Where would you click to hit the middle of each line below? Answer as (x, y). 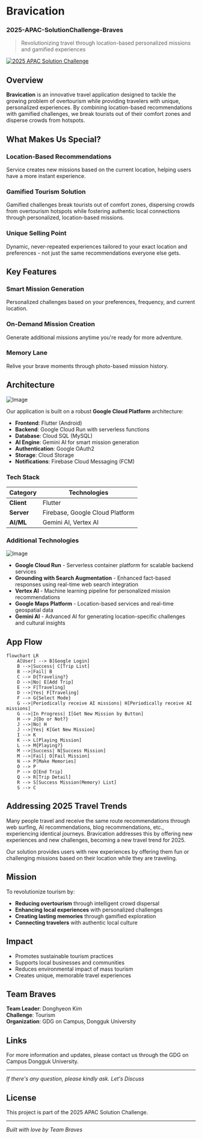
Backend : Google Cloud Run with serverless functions (82, 429)
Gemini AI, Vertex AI (71, 522)
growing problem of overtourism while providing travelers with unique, (93, 101)
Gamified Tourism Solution (46, 191)
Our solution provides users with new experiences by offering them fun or (98, 851)
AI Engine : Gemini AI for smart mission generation (77, 442)
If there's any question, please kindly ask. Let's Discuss (75, 1079)
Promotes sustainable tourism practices (64, 956)
